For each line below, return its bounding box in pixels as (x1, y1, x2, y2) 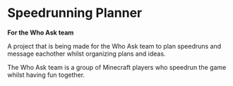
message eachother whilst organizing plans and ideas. (7, 49, 166, 58)
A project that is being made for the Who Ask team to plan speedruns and (7, 42, 222, 50)
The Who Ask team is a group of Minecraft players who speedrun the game (7, 63, 227, 71)
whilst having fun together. (7, 70, 85, 79)
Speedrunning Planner (7, 5, 143, 21)
